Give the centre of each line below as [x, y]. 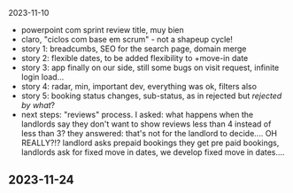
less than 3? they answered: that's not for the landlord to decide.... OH [149, 133]
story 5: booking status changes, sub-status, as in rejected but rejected [151, 96]
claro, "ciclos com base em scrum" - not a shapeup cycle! [127, 39]
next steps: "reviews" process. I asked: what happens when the [137, 115]
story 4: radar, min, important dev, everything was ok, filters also [139, 86]
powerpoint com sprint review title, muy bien [102, 30]
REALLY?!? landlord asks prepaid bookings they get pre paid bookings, [150, 143]
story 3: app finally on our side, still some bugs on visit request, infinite [150, 67]
